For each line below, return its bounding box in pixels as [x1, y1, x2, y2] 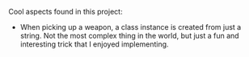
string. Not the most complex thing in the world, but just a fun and [19, 31, 240, 40]
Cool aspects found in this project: [8, 7, 123, 16]
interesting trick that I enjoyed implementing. [19, 39, 169, 49]
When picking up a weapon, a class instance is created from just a [19, 22, 242, 31]
